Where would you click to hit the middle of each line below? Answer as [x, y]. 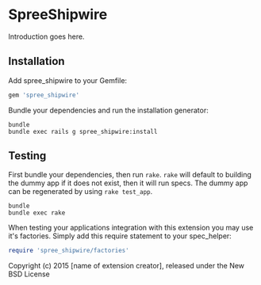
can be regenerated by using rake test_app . [81, 192]
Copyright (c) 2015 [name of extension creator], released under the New [126, 266]
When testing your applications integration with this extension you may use [131, 228]
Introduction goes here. [46, 36]
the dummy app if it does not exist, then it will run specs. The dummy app [128, 183]
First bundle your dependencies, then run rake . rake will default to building [130, 175]
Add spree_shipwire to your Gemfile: [68, 80]
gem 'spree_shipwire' [44, 95]
